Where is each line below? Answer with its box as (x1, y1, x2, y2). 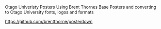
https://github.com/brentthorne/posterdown (5, 19, 93, 24)
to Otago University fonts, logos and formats (5, 9, 94, 15)
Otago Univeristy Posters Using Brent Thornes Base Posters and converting (5, 4, 157, 10)
